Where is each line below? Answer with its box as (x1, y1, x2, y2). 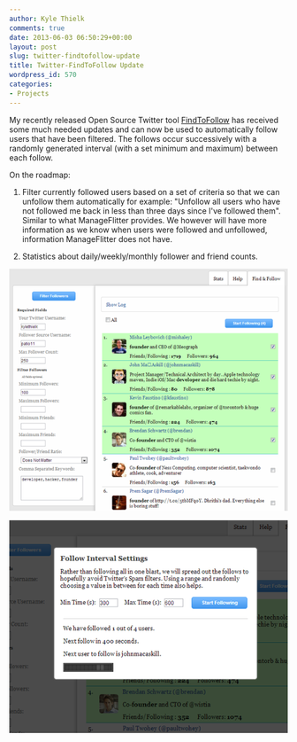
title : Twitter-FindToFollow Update (9, 61, 144, 70)
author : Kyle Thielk (9, 14, 86, 23)
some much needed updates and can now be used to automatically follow (9, 124, 278, 135)
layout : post (9, 43, 57, 51)
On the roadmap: (9, 169, 71, 180)
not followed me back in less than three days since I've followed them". (21, 205, 281, 216)
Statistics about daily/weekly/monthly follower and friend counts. (21, 251, 258, 262)
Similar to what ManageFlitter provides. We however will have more (21, 215, 267, 225)
